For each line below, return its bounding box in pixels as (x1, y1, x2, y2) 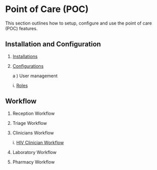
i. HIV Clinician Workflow (12, 139, 64, 145)
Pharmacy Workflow (12, 159, 55, 165)
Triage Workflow (12, 120, 47, 126)
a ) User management (12, 73, 58, 79)
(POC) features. (5, 25, 38, 31)
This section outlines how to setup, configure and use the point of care (5, 20, 152, 26)
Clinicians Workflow (12, 129, 54, 136)
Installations (12, 53, 38, 59)
